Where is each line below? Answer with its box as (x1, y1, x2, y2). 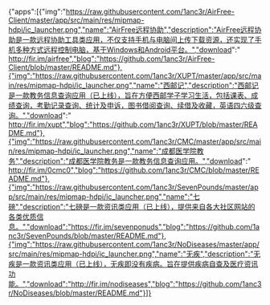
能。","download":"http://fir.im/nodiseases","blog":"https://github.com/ (8, 279, 243, 288)
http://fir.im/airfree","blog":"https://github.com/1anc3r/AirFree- (8, 54, 215, 63)
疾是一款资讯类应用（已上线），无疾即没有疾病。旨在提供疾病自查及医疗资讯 (8, 259, 259, 268)
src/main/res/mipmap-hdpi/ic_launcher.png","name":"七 (14, 192, 201, 201)
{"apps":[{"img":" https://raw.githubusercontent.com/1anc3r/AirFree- (8, 7, 235, 16)
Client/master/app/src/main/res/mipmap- (8, 15, 145, 25)
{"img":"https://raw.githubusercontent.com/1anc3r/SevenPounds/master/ (8, 182, 251, 192)
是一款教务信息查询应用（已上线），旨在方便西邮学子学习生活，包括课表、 (8, 91, 252, 100)
